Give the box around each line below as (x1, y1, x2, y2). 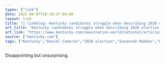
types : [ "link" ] (5, 7, 38, 12)
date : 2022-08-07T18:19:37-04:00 (5, 12, 74, 17)
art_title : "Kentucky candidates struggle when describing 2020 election (5, 25, 160, 30)
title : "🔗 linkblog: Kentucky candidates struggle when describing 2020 (5, 21, 157, 26)
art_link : (5, 30, 26, 35)
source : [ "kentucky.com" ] (5, 35, 58, 40)
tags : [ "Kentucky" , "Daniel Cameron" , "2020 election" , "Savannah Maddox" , (5, 39, 157, 44)
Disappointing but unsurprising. (5, 52, 69, 58)
